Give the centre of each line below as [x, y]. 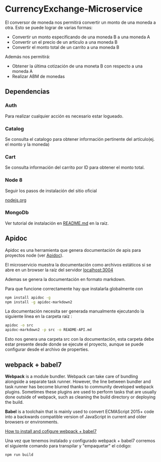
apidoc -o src [19, 325]
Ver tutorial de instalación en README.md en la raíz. [57, 223]
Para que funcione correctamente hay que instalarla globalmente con [74, 289]
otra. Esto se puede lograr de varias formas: [49, 27]
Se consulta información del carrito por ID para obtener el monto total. [75, 167]
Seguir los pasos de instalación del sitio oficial [51, 191]
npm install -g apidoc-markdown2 [39, 302]
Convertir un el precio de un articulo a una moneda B [65, 42]
